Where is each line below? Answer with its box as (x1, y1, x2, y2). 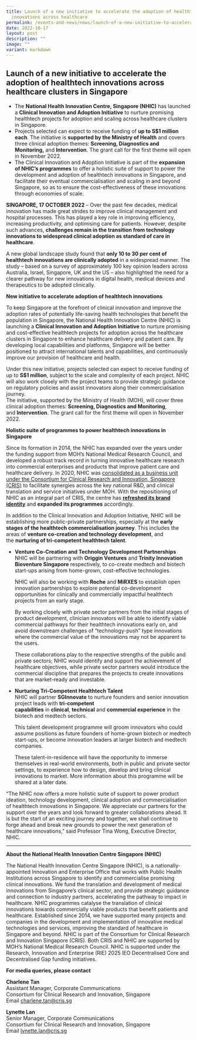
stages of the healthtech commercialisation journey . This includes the (6, 524, 179, 531)
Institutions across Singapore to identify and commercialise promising (6, 874, 175, 881)
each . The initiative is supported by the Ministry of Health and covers (14, 133, 185, 141)
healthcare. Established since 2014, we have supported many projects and (6, 911, 186, 919)
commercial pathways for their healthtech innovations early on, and (14, 621, 178, 628)
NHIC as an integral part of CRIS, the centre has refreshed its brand (6, 494, 171, 501)
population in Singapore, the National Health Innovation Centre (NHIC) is (6, 317, 181, 324)
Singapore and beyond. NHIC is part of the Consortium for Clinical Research (6, 930, 190, 937)
